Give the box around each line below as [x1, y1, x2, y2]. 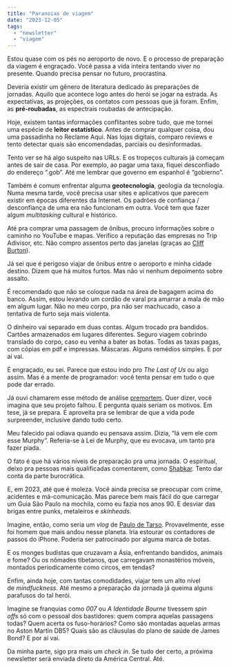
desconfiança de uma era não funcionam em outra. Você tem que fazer [7, 204, 210, 212]
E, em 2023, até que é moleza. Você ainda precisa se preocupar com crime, [7, 485, 223, 493]
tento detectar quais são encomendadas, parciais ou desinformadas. [7, 140, 203, 148]
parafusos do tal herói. [7, 591, 72, 600]
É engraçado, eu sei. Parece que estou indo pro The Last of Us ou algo [7, 366, 209, 374]
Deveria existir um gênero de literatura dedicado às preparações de [7, 83, 199, 91]
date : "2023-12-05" [7, 17, 63, 23]
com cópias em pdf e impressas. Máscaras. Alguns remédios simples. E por [7, 345, 223, 353]
